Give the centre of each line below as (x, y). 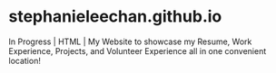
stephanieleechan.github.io (115, 17)
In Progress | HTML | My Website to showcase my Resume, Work (130, 41)
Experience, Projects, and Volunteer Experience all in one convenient (138, 50)
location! (25, 60)
